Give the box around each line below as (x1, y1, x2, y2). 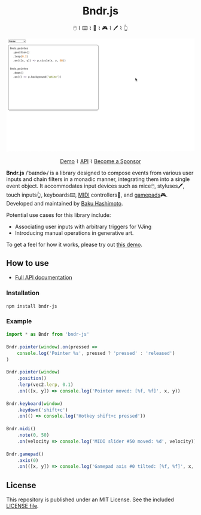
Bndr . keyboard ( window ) (6, 400, 63, 407)
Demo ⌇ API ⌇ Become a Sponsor (60, 157, 141, 165)
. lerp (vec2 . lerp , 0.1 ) (17, 382, 74, 388)
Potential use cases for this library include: (6, 211, 111, 219)
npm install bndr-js (6, 303, 58, 309)
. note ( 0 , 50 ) (17, 432, 50, 439)
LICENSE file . (6, 502, 39, 510)
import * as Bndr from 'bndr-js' (6, 332, 90, 338)
